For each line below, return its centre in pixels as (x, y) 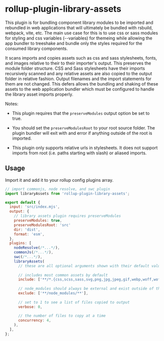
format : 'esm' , (29, 234)
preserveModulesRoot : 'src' (42, 225)
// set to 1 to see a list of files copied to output (74, 302)
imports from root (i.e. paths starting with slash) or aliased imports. (79, 153)
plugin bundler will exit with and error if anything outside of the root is (82, 133)
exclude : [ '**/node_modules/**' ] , (53, 293)
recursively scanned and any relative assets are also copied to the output (79, 73)
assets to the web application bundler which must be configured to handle (80, 89)
